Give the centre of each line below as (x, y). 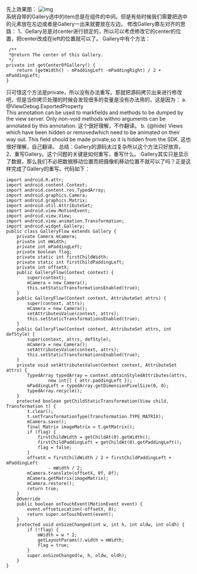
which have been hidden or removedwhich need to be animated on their (93, 132)
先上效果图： (21, 9)
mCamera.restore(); (51, 483)
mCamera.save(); (47, 422)
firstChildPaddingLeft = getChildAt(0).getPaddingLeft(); (110, 442)
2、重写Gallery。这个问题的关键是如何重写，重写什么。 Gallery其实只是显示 (97, 154)
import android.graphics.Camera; (47, 195)
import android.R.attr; (35, 180)
